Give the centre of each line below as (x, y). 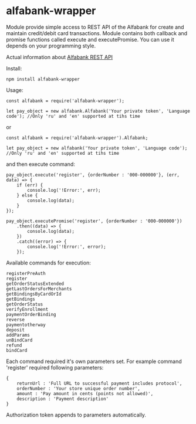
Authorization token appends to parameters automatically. (76, 415)
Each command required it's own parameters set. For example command (94, 361)
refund (14, 345)
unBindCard (19, 340)
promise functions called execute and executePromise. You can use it (90, 39)
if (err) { (30, 185)
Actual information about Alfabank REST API (60, 57)
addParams (18, 335)
